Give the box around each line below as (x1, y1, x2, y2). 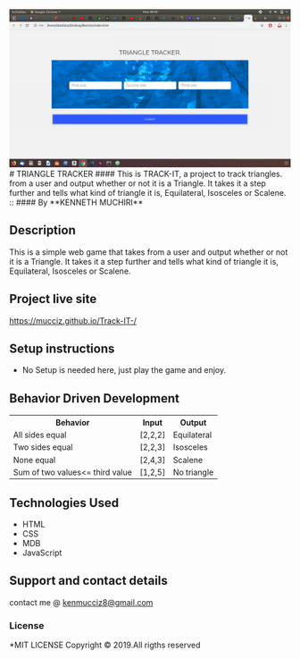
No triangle (172, 467, 214, 477)
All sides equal (12, 429, 67, 440)
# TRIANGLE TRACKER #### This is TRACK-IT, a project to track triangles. (9, 169, 283, 179)
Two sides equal (12, 442, 73, 452)
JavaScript (21, 547, 62, 558)
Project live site (9, 291, 97, 307)
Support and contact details (9, 573, 168, 588)
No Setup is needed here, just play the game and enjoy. (21, 365, 227, 376)
